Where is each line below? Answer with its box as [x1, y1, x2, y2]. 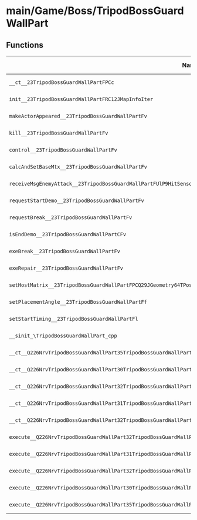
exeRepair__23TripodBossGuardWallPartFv [9, 265, 123, 271]
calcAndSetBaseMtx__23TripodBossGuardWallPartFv [9, 163, 148, 170]
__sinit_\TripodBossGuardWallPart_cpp [9, 333, 117, 339]
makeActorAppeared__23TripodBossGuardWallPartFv [9, 113, 148, 119]
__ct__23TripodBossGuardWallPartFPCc [9, 79, 114, 86]
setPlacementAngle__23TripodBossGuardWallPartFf [9, 298, 148, 305]
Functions [6, 40, 44, 50]
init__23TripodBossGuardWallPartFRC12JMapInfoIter [9, 96, 154, 102]
